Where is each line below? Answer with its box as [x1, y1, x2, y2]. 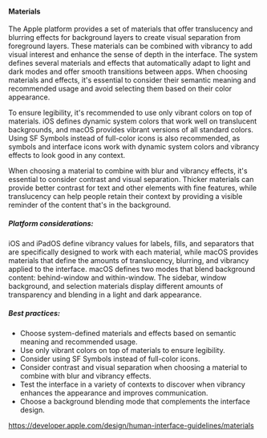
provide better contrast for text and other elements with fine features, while [8, 183, 257, 193]
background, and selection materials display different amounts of [8, 282, 224, 291]
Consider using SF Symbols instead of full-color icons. [19, 354, 200, 364]
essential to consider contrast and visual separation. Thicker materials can [8, 175, 254, 185]
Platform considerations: [8, 218, 94, 228]
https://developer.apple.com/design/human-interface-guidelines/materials [8, 421, 254, 431]
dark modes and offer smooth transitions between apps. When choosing [8, 67, 248, 76]
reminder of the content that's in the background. [8, 201, 172, 210]
